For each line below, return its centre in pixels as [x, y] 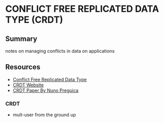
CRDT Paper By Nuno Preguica [45, 90]
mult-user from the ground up [44, 115]
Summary [21, 39]
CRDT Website [28, 85]
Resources [23, 67]
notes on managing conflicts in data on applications [60, 51]
